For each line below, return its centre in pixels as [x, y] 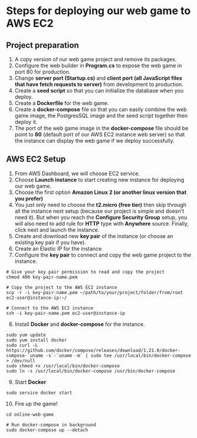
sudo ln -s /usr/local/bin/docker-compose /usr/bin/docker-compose [91, 371]
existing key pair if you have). [50, 242]
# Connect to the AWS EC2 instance [50, 308]
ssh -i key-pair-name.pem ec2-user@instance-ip [66, 313]
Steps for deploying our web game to [98, 11]
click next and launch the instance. [57, 230]
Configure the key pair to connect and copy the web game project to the [103, 255]
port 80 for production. [42, 72]
